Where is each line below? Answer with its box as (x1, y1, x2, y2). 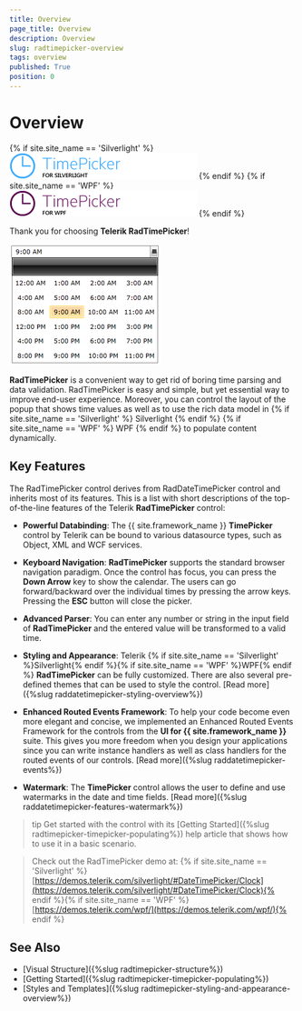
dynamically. (9, 432, 57, 443)
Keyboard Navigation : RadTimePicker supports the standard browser (22, 556, 286, 567)
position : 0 (9, 73, 54, 82)
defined (22, 678, 53, 690)
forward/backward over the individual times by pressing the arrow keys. (22, 586, 292, 596)
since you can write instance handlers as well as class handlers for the (22, 745, 287, 756)
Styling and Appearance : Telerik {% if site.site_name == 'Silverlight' (22, 650, 279, 661)
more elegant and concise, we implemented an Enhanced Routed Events (22, 716, 294, 726)
